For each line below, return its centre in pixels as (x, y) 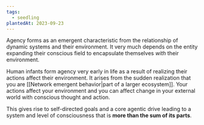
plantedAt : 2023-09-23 (35, 23)
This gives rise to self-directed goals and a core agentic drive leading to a (99, 109)
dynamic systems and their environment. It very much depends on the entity (102, 47)
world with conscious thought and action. (58, 97)
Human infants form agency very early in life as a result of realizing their (97, 72)
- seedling (26, 18)
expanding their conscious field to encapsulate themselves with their (93, 53)
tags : (13, 12)
